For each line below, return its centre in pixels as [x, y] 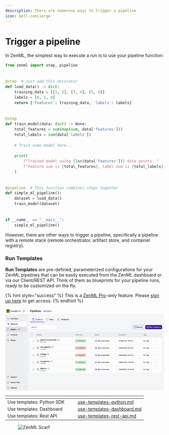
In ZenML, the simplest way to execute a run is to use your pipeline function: [84, 56]
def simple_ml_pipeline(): [34, 193]
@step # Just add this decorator [42, 81]
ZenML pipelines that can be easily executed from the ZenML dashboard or [83, 275]
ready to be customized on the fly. [41, 286]
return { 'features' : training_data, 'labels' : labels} [73, 103]
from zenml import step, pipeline [42, 66]
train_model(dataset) [37, 204]
